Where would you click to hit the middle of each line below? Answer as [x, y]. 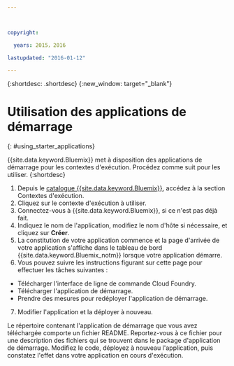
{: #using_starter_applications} [51, 146]
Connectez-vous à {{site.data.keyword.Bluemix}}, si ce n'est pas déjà [117, 211]
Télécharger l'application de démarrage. [75, 291]
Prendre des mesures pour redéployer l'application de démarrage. [112, 299]
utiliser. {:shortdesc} [36, 175]
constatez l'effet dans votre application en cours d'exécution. [95, 356]
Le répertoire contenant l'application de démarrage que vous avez [102, 325]
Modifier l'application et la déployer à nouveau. [85, 312]
